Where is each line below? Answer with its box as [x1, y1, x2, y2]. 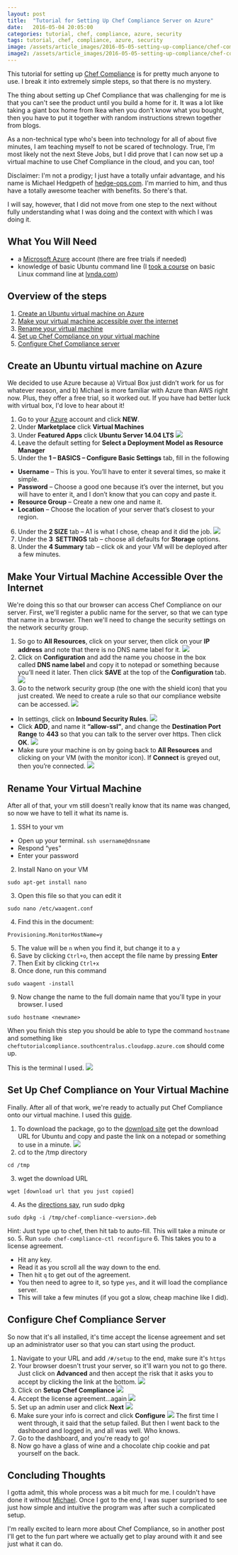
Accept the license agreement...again [17, 1394, 127, 1403]
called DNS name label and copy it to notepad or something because [17, 661, 220, 669]
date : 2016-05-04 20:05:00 [7, 23, 93, 31]
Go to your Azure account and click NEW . [17, 415, 140, 423]
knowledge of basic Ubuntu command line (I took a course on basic [17, 262, 215, 271]
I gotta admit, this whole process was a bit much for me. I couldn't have [7, 1488, 216, 1497]
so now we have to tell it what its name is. [7, 808, 129, 817]
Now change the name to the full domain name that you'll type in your [17, 992, 222, 1001]
